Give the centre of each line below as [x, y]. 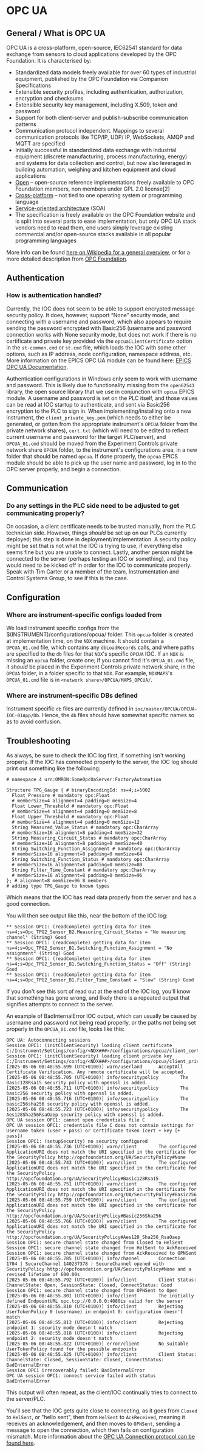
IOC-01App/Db [23, 716]
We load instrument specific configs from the [63, 628]
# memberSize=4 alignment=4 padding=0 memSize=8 [74, 812]
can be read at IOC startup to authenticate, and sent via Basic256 [88, 404]
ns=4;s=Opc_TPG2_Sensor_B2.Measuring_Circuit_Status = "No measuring [96, 932]
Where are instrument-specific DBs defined [72, 695]
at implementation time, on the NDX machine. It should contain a [85, 641]
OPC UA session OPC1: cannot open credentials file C [76, 1120]
